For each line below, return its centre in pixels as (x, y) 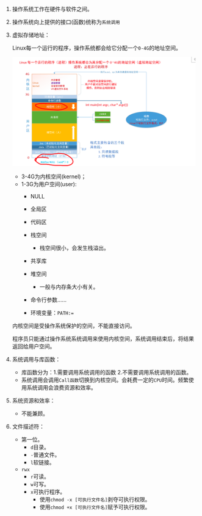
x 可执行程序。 (48, 492)
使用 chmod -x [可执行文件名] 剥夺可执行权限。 (95, 499)
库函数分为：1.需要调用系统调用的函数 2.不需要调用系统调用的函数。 (106, 372)
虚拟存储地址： (31, 35)
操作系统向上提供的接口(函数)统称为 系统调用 (66, 22)
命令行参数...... (49, 300)
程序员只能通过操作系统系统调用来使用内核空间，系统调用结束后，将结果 (103, 338)
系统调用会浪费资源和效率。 (61, 387)
